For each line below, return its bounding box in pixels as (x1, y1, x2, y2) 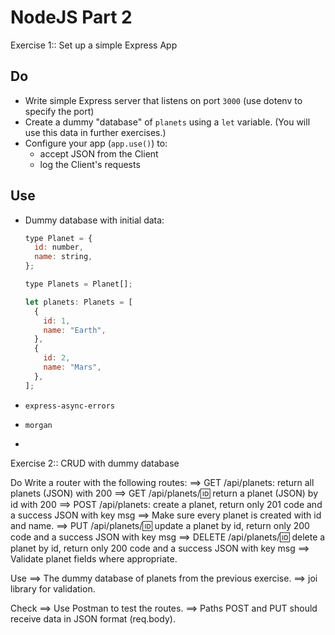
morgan (24, 420, 53, 430)
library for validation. (10, 582, 96, 595)
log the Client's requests (39, 158, 141, 170)
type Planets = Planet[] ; (24, 279, 133, 290)
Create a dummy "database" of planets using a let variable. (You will (24, 116, 311, 128)
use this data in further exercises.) (24, 126, 167, 138)
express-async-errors (24, 401, 115, 411)
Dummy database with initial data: (24, 214, 165, 226)
